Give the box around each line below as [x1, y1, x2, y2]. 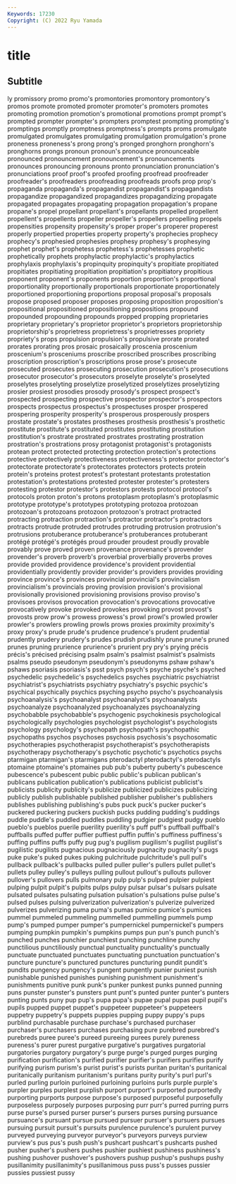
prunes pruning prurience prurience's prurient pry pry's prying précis [7, 643, 209, 651]
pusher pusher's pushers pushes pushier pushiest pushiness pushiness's [7, 1146, 221, 1154]
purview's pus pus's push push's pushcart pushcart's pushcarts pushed [7, 1138, 218, 1147]
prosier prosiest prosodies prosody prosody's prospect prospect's [7, 387, 201, 396]
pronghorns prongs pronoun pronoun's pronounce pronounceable [7, 146, 199, 156]
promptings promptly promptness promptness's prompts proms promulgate [7, 124, 227, 133]
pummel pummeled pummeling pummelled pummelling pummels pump [7, 913, 213, 921]
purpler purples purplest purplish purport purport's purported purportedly [7, 1086, 222, 1094]
